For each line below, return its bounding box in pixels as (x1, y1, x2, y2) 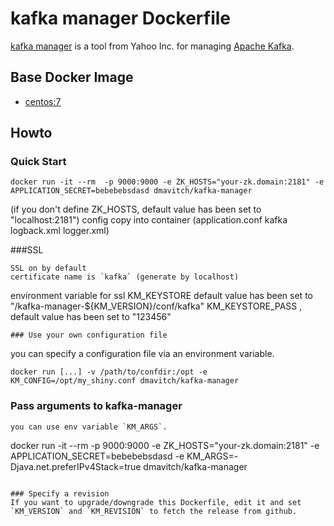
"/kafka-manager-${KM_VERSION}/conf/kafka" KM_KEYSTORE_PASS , (10, 300, 303, 312)
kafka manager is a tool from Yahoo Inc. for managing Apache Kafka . (10, 40, 295, 52)
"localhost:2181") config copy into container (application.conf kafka (10, 214, 288, 226)
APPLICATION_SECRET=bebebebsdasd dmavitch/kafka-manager (10, 186, 253, 196)
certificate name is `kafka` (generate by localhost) (10, 272, 240, 282)
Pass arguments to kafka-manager (10, 399, 183, 413)
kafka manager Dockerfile (10, 7, 232, 30)
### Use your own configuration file (10, 330, 168, 341)
